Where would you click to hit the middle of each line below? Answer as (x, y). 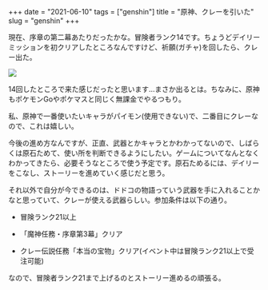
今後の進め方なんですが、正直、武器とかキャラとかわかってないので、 (123, 143)
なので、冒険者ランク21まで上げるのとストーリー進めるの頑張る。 (117, 278)
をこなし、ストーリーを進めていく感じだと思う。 (89, 173)
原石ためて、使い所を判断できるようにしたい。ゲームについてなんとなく (141, 153)
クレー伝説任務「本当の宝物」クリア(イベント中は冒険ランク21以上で (134, 251)
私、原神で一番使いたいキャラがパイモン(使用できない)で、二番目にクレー (130, 116)
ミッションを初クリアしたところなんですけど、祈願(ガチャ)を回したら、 (126, 47)
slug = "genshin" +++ (44, 21)
